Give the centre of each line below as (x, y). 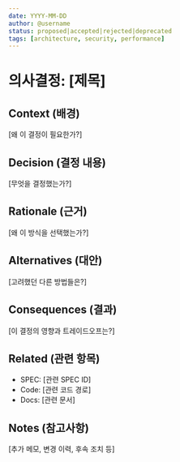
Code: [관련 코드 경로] (56, 390)
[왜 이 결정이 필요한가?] (45, 135)
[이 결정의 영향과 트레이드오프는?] (62, 331)
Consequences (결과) (63, 310)
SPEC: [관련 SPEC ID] (56, 380)
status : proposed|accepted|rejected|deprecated (90, 31)
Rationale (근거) (48, 212)
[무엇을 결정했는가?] (40, 184)
